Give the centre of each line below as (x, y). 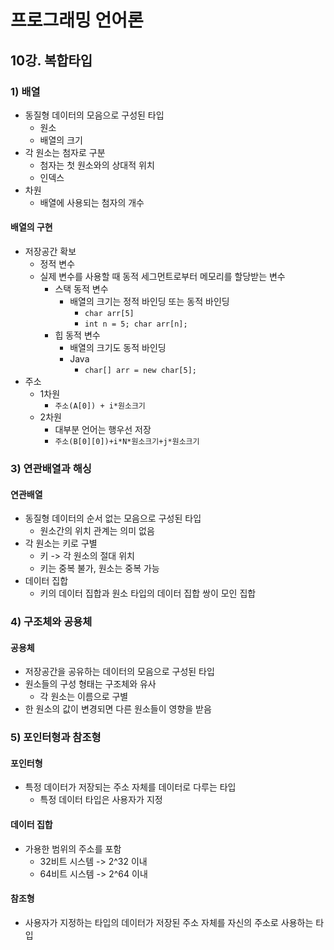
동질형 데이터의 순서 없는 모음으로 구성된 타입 (113, 518)
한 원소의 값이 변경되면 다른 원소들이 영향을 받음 (118, 709)
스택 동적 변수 (81, 289)
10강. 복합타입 (51, 60)
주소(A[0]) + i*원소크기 (100, 406)
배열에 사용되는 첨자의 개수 (92, 202)
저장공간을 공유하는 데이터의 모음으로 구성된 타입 (119, 672)
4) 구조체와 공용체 (51, 622)
